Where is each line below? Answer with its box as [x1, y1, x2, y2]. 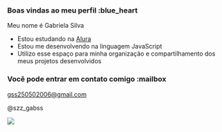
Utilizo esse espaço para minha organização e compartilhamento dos [17, 49, 216, 58]
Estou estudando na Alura [17, 35, 92, 43]
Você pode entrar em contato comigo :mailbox [7, 74, 166, 84]
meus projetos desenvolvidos [17, 57, 102, 65]
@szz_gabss [7, 104, 44, 112]
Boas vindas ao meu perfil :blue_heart [7, 6, 138, 15]
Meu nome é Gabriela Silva [7, 22, 85, 30]
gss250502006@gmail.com [7, 90, 87, 99]
